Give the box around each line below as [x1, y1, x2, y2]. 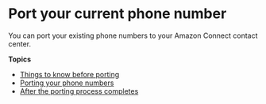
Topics [8, 54, 32, 64]
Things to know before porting [19, 69, 120, 79]
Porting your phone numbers [19, 78, 114, 87]
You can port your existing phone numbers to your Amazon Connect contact [8, 31, 258, 40]
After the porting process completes [19, 86, 139, 95]
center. [8, 39, 32, 48]
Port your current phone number [8, 5, 227, 23]
